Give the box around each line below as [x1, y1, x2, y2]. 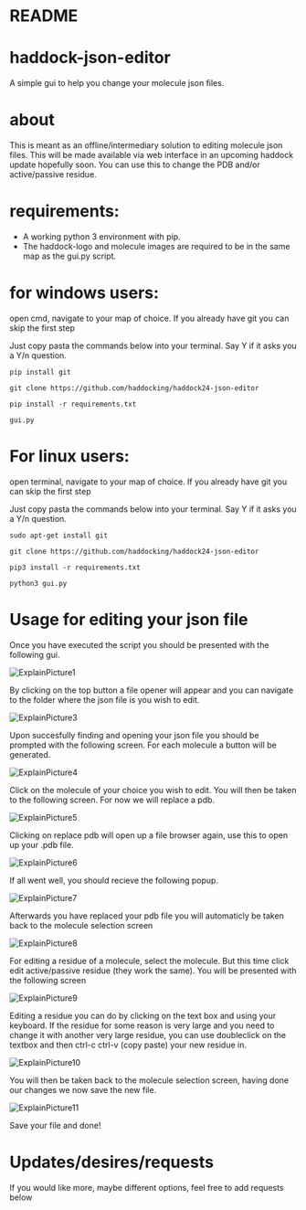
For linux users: [9, 446, 130, 467]
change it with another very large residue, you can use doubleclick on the [9, 1029, 286, 1040]
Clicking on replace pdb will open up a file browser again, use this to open [9, 829, 289, 841]
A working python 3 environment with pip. [22, 231, 181, 242]
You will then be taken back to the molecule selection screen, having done [9, 1075, 290, 1086]
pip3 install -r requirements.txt [9, 563, 142, 572]
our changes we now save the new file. [9, 1084, 157, 1095]
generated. [9, 748, 51, 759]
